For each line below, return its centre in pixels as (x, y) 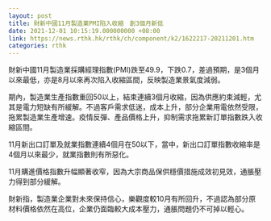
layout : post (30, 16)
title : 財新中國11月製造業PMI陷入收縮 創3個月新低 (86, 23)
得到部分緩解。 (40, 181)
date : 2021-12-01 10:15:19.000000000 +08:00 (84, 31)
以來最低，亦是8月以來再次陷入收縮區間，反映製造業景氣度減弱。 (117, 80)
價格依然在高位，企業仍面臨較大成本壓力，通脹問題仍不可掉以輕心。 (135, 209)
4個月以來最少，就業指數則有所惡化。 (71, 155)
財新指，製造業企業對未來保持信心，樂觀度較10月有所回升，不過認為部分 (129, 199)
